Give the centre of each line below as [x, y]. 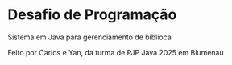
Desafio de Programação [92, 15]
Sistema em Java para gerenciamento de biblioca [90, 37]
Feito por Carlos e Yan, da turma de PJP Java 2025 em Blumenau [116, 52]
